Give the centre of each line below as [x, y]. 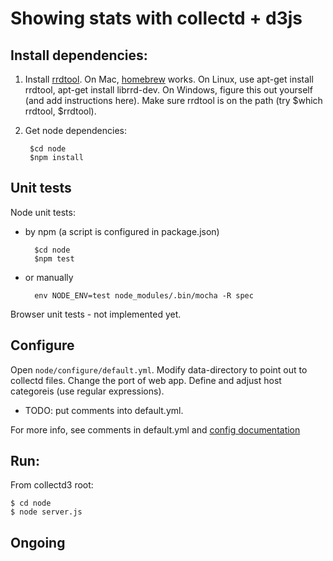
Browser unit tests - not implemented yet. [96, 314]
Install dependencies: [79, 55]
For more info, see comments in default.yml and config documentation [155, 429]
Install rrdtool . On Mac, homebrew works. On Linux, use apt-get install [169, 79]
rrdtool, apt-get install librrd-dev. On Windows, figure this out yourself [168, 90]
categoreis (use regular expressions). [87, 391]
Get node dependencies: [75, 130]
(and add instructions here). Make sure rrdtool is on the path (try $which [173, 100]
